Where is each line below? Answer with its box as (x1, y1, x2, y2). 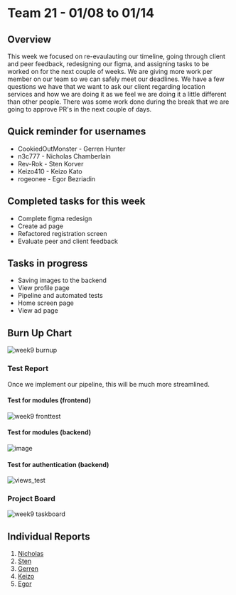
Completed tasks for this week (7, 195, 146, 208)
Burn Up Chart (7, 327, 73, 339)
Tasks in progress (7, 257, 88, 269)
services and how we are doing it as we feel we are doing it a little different (7, 90, 227, 98)
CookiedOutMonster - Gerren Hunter (17, 144, 126, 153)
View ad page (17, 306, 58, 315)
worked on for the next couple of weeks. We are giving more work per (7, 68, 213, 75)
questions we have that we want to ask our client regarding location (7, 82, 206, 90)
